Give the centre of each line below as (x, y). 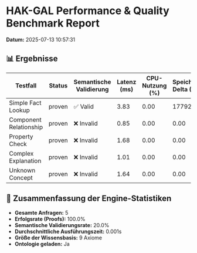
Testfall (26, 85)
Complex (21, 153)
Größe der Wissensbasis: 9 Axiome (58, 237)
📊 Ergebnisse (32, 59)
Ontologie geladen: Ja (42, 244)
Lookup (20, 110)
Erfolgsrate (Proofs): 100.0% (50, 219)
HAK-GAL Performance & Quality (88, 11)
